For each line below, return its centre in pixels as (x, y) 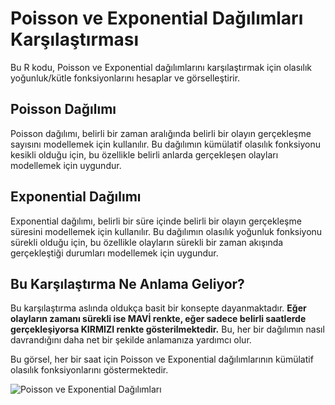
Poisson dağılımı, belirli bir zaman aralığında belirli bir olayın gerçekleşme (161, 133)
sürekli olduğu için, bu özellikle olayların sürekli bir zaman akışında (147, 242)
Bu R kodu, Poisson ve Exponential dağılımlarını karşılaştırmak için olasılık (161, 67)
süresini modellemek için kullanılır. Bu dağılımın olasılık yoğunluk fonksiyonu (166, 231)
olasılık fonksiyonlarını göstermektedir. (89, 370)
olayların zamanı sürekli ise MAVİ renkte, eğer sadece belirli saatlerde (158, 319)
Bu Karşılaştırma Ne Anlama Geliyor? (127, 283)
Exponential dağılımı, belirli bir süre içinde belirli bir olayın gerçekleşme (156, 221)
